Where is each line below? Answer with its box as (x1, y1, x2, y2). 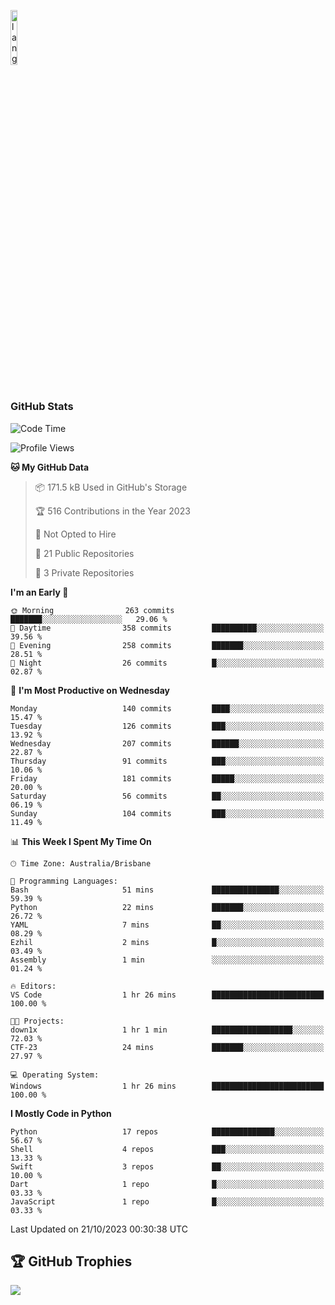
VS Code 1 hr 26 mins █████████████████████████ (10, 990, 325, 1000)
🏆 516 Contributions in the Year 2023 (34, 505, 191, 517)
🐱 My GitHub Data (10, 461, 90, 473)
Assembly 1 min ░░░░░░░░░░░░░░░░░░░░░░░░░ (10, 955, 325, 965)
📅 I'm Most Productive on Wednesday (10, 684, 170, 696)
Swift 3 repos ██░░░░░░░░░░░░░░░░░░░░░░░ (10, 1161, 325, 1172)
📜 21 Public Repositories (34, 547, 135, 559)
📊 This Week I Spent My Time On (10, 835, 152, 847)
